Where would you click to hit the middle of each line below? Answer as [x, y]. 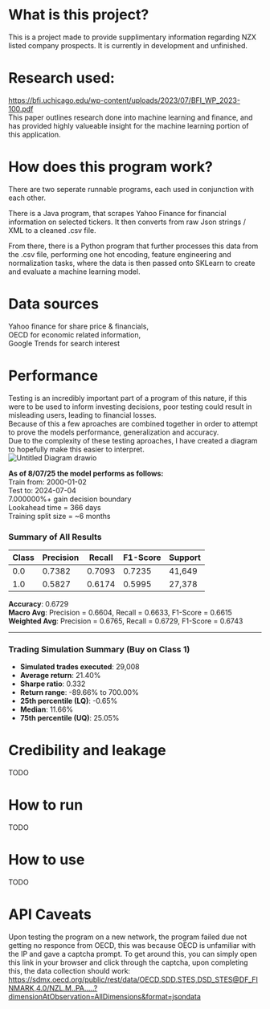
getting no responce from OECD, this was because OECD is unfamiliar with [132, 946]
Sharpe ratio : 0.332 [53, 684]
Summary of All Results [55, 537]
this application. [35, 134]
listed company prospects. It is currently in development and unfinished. [128, 45]
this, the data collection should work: [70, 971]
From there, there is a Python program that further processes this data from [133, 246]
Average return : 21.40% [60, 676]
